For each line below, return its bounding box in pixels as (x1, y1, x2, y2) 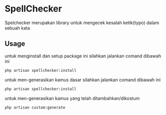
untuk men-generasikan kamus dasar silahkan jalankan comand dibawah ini (4, 76, 161, 83)
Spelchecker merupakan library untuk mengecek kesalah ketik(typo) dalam (4, 20, 159, 26)
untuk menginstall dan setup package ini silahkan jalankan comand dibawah (4, 53, 161, 59)
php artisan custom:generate (4, 105, 65, 110)
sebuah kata (4, 25, 30, 31)
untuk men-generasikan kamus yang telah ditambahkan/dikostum (4, 95, 140, 101)
